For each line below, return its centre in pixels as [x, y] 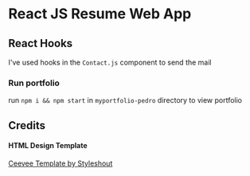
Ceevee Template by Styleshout [61, 163]
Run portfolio [34, 83]
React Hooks [41, 43]
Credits [27, 125]
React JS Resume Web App [100, 14]
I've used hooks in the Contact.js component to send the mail [110, 62]
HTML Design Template [48, 146]
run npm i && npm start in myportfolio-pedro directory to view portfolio [125, 100]
